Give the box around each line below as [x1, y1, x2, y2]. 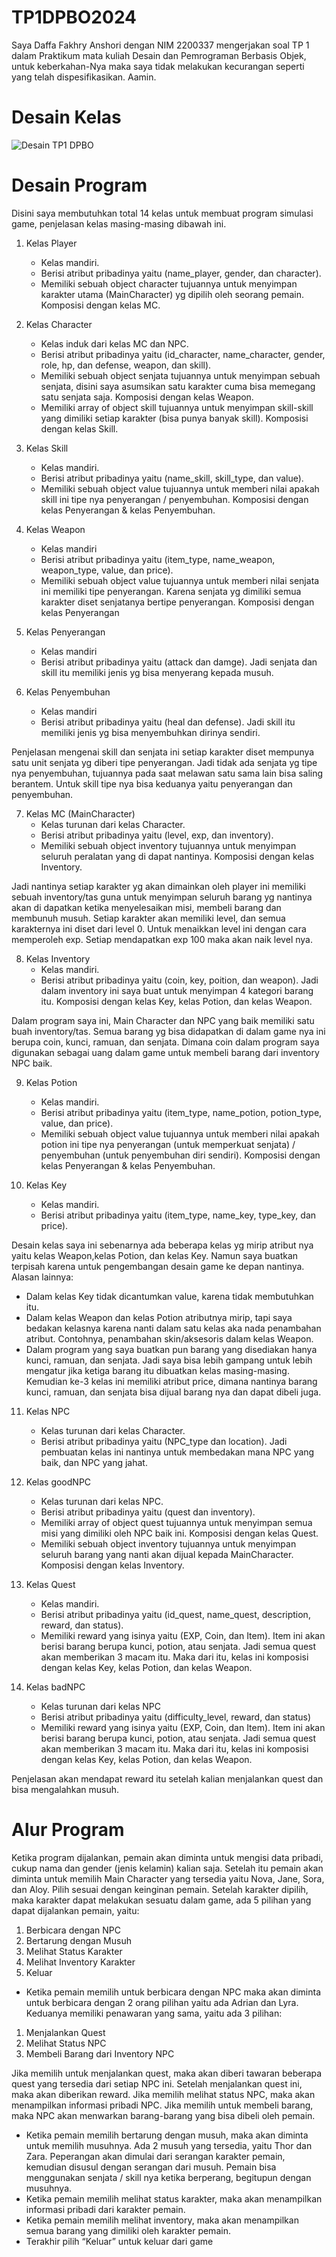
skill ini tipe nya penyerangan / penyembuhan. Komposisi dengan [40, 493, 309, 505]
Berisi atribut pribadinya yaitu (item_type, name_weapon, [40, 553, 276, 565]
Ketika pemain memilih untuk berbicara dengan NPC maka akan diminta [25, 1986, 322, 1998]
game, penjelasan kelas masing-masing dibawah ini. [11, 217, 227, 230]
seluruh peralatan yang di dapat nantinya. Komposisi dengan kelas [40, 850, 315, 862]
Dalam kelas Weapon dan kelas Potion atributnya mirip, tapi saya [25, 1311, 293, 1323]
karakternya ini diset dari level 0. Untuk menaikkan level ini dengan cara [11, 922, 307, 935]
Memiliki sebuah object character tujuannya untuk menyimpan [40, 277, 298, 290]
